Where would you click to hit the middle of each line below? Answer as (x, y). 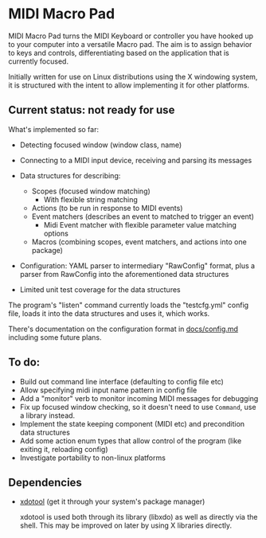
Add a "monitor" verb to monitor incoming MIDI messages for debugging (139, 398)
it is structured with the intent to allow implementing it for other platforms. (129, 85)
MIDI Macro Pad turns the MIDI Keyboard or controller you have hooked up (131, 36)
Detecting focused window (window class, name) (101, 145)
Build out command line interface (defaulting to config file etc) (122, 381)
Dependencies (45, 482)
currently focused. (39, 61)
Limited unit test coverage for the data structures (100, 289)
